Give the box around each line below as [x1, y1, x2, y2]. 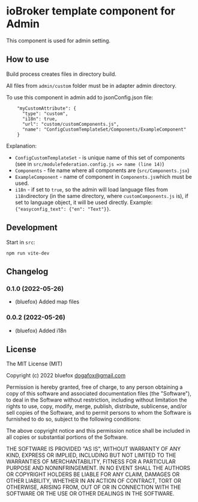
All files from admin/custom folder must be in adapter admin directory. [6, 82, 177, 89]
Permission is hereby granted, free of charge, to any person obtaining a [6, 383, 183, 391]
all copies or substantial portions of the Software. [6, 433, 128, 441]
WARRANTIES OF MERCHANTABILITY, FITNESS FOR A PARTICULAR [6, 458, 176, 465]
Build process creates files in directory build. [6, 70, 117, 78]
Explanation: [6, 142, 37, 149]
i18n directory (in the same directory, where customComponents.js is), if [14, 192, 189, 199]
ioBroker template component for [6, 4, 176, 18]
